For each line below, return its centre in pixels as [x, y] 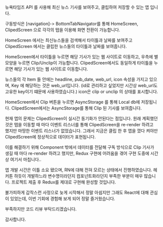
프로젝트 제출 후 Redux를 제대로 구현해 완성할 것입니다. [64, 182]
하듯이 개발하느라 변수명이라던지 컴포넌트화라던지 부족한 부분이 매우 [78, 176]
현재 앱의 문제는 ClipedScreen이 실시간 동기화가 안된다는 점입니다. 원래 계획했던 [81, 118]
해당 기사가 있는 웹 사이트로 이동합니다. [51, 69]
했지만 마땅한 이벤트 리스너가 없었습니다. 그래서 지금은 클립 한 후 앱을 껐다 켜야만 [81, 131]
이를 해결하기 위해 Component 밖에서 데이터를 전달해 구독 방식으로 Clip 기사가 [80, 147]
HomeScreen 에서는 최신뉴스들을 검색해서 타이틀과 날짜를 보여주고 [69, 40]
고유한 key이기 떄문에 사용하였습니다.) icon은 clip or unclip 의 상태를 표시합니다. [81, 91]
